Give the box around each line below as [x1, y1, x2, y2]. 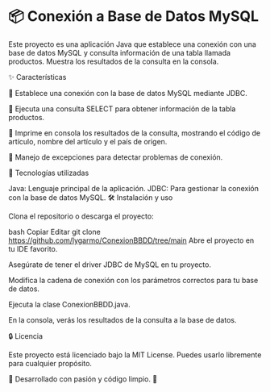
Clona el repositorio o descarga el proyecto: [8, 211, 155, 221]
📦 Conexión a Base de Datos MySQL [8, 7, 260, 26]
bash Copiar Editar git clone [8, 227, 101, 236]
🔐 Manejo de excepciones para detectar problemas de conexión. [8, 152, 223, 162]
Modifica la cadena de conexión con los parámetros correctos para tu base [8, 275, 259, 285]
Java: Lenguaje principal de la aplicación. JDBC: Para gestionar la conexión [8, 183, 260, 193]
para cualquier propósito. [8, 358, 93, 368]
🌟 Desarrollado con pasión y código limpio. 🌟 [8, 373, 158, 384]
